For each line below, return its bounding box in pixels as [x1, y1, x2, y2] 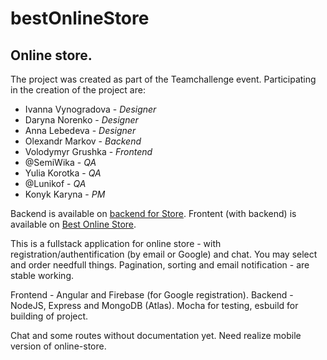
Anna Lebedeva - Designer [24, 125, 137, 136]
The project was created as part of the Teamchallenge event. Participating [10, 73, 317, 85]
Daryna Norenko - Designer [24, 114, 139, 126]
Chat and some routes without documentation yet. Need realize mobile [10, 330, 302, 341]
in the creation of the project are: [10, 84, 146, 96]
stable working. [10, 270, 75, 281]
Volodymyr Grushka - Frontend [24, 146, 153, 157]
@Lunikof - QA [24, 178, 87, 189]
